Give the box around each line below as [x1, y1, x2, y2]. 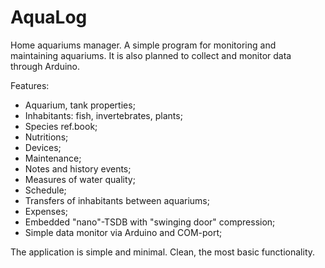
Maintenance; [24, 152, 82, 164]
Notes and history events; [24, 162, 132, 175]
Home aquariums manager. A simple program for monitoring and [10, 39, 277, 51]
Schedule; [24, 184, 67, 196]
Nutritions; [24, 131, 69, 143]
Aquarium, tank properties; [24, 99, 136, 111]
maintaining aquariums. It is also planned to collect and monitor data [10, 49, 292, 61]
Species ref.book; [24, 120, 98, 132]
